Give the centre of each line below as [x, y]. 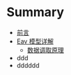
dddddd [28, 65]
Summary [35, 12]
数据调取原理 [45, 50]
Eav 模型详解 [35, 41]
